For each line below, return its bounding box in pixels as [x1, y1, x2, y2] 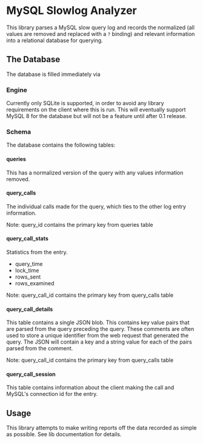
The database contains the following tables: [6, 141, 116, 149]
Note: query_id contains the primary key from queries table [6, 221, 153, 228]
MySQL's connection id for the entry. [6, 390, 98, 398]
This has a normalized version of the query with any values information [6, 168, 184, 176]
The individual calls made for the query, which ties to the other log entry [6, 203, 187, 210]
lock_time [15, 266, 39, 274]
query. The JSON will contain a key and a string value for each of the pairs [6, 338, 192, 345]
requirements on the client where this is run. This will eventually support [6, 106, 186, 113]
